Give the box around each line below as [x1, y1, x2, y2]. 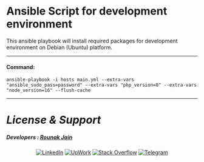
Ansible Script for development [6, 4, 168, 18]
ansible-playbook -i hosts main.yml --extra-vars [6, 77, 135, 83]
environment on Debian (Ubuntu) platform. [6, 44, 112, 51]
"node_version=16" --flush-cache [6, 87, 91, 93]
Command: [6, 63, 35, 70]
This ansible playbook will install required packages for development [6, 37, 178, 44]
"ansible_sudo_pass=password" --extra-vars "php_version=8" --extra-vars [6, 82, 197, 89]
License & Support [6, 113, 101, 127]
